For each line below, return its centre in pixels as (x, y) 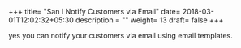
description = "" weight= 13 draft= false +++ (150, 20)
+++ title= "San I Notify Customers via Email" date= (95, 12)
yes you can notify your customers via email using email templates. (120, 36)
